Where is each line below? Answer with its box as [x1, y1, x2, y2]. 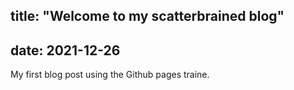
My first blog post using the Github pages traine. [10, 69, 210, 81]
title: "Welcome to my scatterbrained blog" [10, 8, 285, 25]
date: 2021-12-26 [10, 42, 121, 59]
